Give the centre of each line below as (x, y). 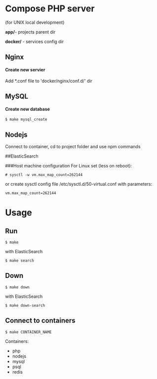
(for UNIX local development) (35, 22)
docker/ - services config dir (35, 41)
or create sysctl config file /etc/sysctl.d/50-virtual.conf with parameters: (78, 184)
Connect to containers (40, 321)
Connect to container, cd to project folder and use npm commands (73, 146)
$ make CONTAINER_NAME (28, 332)
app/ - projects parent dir (30, 32)
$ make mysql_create (26, 119)
